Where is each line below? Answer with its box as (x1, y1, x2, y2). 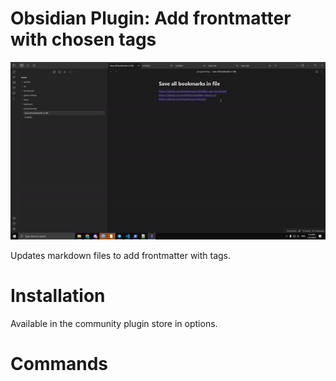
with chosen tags (10, 28, 157, 51)
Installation (10, 285, 106, 307)
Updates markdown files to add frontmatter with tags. (10, 249, 232, 261)
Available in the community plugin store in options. (10, 317, 218, 329)
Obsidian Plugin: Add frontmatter (10, 7, 292, 30)
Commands (10, 352, 109, 375)
